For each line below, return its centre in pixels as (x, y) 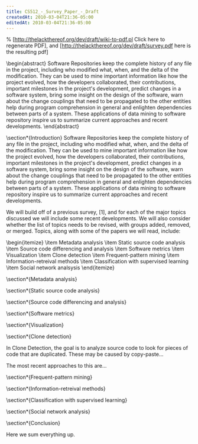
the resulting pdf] (27, 52)
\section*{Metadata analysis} (42, 279)
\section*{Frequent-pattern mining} (49, 377)
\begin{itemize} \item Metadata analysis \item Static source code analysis (96, 243)
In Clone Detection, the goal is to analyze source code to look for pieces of (97, 348)
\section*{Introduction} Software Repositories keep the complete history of (98, 138)
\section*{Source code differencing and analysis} (66, 302)
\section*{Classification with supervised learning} (67, 400)
